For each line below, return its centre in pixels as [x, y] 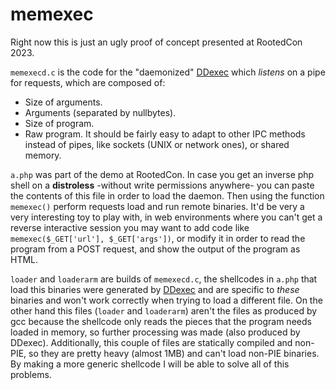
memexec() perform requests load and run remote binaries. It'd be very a [157, 206]
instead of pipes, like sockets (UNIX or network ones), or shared [157, 144]
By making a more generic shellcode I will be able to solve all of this [150, 364]
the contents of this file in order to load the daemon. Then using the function [167, 195]
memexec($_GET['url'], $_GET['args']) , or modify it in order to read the [158, 238]
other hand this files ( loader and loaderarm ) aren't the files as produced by [164, 310]
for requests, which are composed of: [88, 82]
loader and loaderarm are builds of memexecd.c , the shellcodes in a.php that [164, 279]
